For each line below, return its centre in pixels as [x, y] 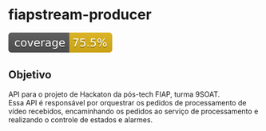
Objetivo [30, 75]
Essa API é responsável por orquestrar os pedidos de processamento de [127, 102]
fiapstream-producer [80, 15]
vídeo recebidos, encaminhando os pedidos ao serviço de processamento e [133, 111]
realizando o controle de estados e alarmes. [81, 119]
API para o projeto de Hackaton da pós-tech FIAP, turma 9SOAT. [114, 94]
